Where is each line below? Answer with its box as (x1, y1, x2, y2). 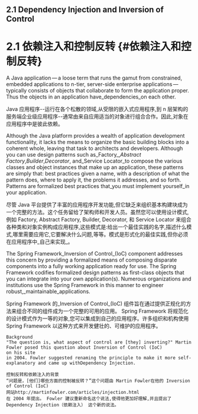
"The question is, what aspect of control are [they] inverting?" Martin (6, 339, 192, 346)
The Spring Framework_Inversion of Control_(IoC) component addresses (6, 250, 183, 257)
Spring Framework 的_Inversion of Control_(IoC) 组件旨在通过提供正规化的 (6, 300, 186, 307)
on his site (6, 350, 35, 356)
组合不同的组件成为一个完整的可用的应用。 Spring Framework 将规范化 (16, 308, 189, 315)
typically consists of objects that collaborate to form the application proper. (6, 87, 189, 94)
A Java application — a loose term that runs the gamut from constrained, (6, 74, 182, 82)
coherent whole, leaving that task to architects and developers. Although (6, 145, 183, 152)
